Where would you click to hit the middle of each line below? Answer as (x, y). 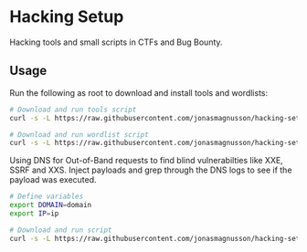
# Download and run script (61, 230)
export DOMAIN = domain (51, 205)
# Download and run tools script (73, 110)
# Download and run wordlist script (79, 134)
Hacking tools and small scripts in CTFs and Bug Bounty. (116, 42)
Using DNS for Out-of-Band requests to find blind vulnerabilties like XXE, (146, 161)
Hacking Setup (67, 17)
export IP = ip (34, 214)
